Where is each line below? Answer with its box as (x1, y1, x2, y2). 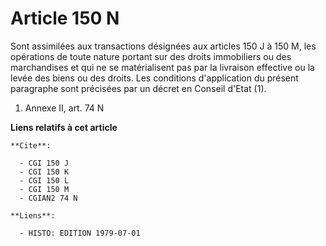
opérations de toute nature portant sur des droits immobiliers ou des (10, 50, 292, 62)
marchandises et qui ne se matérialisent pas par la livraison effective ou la (10, 61, 315, 73)
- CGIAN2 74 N (19, 193, 78, 203)
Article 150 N (10, 7, 120, 30)
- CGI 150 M (19, 184, 70, 194)
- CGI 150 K (19, 167, 70, 177)
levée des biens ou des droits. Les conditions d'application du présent (10, 72, 299, 84)
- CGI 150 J (19, 158, 70, 168)
